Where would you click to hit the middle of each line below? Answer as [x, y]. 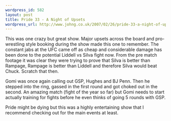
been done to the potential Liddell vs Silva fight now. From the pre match [81, 55]
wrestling [15, 44]
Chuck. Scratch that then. [32, 71]
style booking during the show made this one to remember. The [92, 44]
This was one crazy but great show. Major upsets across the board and [80, 39]
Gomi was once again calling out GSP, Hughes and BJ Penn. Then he [78, 81]
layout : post [19, 15]
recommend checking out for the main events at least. [62, 113]
